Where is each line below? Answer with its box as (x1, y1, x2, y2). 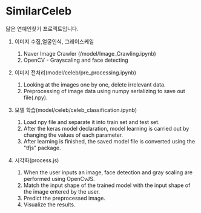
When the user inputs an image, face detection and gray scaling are (23, 168, 193, 176)
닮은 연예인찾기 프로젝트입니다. (5, 25, 79, 32)
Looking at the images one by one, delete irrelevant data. (23, 80, 166, 88)
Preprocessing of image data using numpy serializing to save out (23, 87, 185, 94)
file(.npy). (23, 94, 48, 101)
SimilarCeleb (5, 4, 72, 18)
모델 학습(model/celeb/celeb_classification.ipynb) (14, 106, 137, 113)
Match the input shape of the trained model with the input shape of (23, 182, 191, 189)
